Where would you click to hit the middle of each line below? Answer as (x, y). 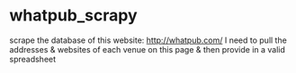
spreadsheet (33, 59)
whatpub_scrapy (73, 16)
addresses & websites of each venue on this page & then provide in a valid (148, 49)
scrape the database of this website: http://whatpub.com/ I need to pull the (148, 40)
